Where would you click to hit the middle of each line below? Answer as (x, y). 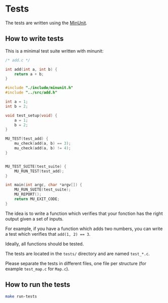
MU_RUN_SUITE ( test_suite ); (43, 190)
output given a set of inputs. (35, 219)
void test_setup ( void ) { (31, 115)
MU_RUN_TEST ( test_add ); (39, 171)
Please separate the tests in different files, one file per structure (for (76, 263)
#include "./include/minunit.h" (39, 88)
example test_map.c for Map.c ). (37, 269)
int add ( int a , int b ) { (31, 69)
